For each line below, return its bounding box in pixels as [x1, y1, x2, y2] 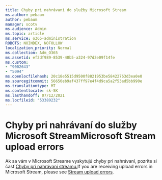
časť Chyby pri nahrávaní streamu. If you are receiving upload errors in [5, 164, 153, 170]
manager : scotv [5, 21, 38, 27]
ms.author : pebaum [5, 12, 44, 17]
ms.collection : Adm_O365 [5, 50, 58, 55]
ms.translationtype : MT [5, 83, 56, 88]
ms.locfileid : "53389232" [5, 97, 60, 102]
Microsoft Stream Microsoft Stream [5, 131, 156, 142]
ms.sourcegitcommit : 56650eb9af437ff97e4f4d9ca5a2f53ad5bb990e [5, 79, 143, 84]
